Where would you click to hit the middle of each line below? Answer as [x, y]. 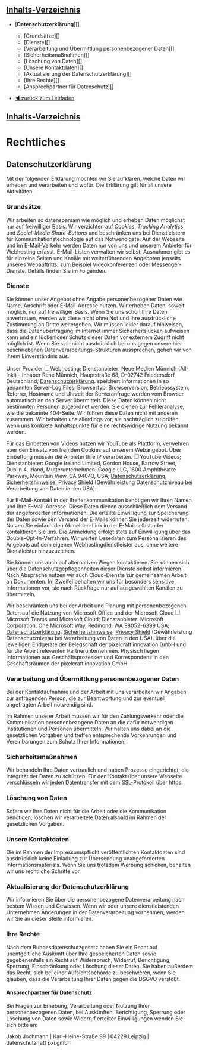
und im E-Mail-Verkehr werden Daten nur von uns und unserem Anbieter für [99, 245]
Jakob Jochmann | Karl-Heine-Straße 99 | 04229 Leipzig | [78, 1036]
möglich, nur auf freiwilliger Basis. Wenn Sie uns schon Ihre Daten [87, 311]
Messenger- [166, 264]
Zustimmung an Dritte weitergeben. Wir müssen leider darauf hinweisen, [95, 324]
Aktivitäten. [20, 192]
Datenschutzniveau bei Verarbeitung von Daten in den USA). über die [91, 638]
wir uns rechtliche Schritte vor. [44, 871]
